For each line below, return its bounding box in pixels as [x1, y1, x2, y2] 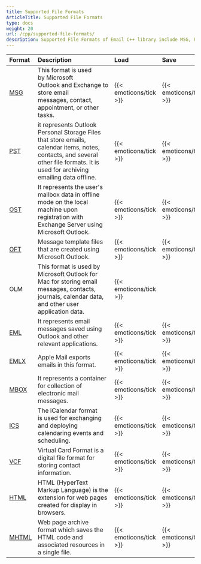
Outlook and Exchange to [38, 81, 109, 89]
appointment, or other [38, 103, 99, 112]
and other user [38, 300, 79, 308]
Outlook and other [38, 332, 89, 340]
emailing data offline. [38, 173, 97, 181]
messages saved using [38, 325, 102, 333]
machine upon [38, 205, 78, 214]
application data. [38, 307, 85, 316]
